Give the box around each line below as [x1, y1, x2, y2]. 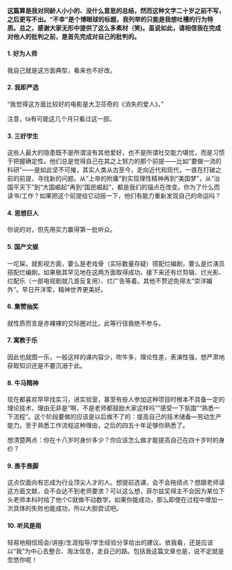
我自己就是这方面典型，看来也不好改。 [7, 66, 116, 74]
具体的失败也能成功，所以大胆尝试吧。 [12, 504, 122, 513]
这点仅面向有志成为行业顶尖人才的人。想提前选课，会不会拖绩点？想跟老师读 [7, 478, 225, 487]
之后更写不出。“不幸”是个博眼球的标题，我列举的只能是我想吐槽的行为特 [7, 15, 214, 24]
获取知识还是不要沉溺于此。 [7, 362, 86, 370]
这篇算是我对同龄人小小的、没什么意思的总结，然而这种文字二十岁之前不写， [7, 6, 225, 15]
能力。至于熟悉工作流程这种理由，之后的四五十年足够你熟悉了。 [7, 421, 188, 430]
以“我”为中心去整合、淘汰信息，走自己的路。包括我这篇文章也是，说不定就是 [7, 546, 224, 555]
